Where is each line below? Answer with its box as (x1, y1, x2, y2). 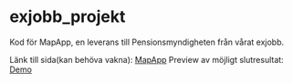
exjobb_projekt (9, 6, 126, 27)
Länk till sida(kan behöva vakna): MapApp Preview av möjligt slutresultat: (9, 54, 285, 65)
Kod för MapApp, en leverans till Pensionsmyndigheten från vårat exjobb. (9, 36, 285, 47)
